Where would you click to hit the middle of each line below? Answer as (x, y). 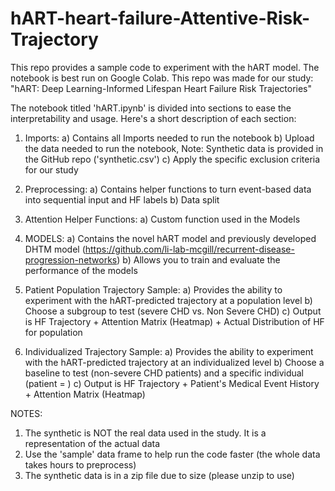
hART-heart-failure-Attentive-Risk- (160, 18)
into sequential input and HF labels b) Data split (122, 199)
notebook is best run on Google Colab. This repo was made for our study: (162, 78)
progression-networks (71, 259)
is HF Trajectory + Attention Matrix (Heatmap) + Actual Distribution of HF (174, 321)
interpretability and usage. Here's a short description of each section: (153, 118)
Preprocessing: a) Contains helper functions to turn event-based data (168, 189)
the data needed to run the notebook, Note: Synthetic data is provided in (174, 148)
